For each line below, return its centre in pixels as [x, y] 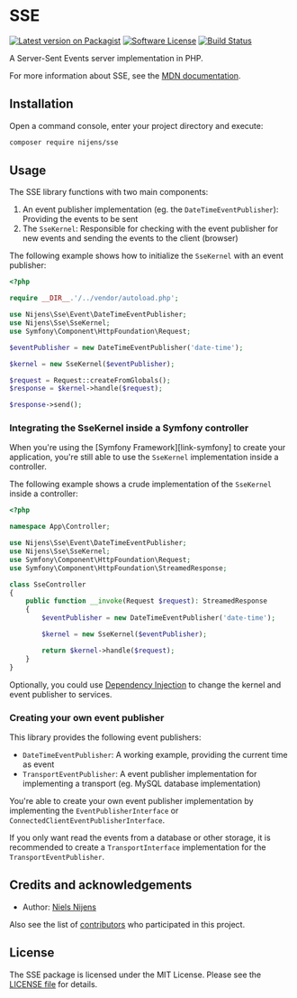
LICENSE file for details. [54, 984]
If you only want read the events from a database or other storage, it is [140, 837]
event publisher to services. [61, 694]
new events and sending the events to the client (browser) [130, 238]
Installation [41, 104]
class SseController [48, 584]
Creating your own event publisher [87, 717]
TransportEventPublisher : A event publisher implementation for [139, 773]
